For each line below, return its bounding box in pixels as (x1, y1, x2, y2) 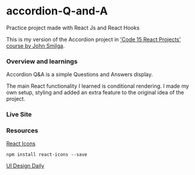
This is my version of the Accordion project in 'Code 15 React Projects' (6, 35, 181, 43)
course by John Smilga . (6, 42, 65, 49)
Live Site (6, 110, 32, 118)
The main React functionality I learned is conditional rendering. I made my (6, 82, 190, 90)
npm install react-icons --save (6, 152, 87, 158)
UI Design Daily (6, 162, 45, 170)
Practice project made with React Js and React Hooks (6, 24, 140, 31)
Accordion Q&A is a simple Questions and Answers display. (6, 71, 153, 78)
